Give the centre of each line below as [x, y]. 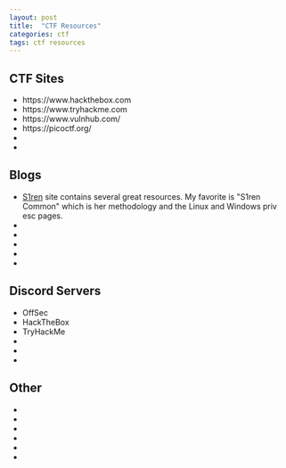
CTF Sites [37, 78]
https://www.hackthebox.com [77, 100]
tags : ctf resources [48, 42]
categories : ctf [39, 34]
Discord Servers [55, 291]
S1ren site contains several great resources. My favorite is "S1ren [141, 196]
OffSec [35, 312]
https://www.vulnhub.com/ [71, 119]
